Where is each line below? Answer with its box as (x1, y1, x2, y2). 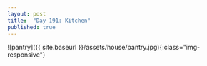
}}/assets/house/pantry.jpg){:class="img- (78, 43, 201, 52)
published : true (7, 23, 56, 31)
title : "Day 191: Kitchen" (7, 17, 91, 24)
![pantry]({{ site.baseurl (7, 43, 77, 52)
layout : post (7, 10, 46, 18)
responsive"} (7, 50, 46, 59)
